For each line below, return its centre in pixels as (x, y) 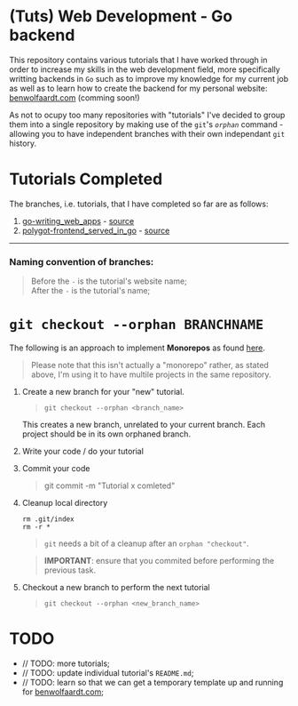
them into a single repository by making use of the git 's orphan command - (146, 124)
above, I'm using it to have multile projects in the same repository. (151, 374)
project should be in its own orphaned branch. (106, 434)
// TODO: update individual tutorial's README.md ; (108, 673)
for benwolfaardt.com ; (63, 692)
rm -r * (36, 527)
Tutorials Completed (86, 179)
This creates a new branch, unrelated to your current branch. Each (144, 425)
